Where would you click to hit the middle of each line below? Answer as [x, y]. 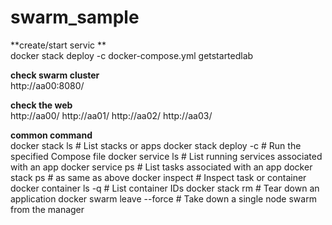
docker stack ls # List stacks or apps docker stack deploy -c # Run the [156, 145]
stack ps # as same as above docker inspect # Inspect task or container [158, 177]
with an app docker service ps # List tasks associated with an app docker [161, 167]
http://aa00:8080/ [47, 85]
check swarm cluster [55, 75]
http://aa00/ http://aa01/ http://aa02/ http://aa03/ [111, 115]
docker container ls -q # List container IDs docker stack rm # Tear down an [165, 188]
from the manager [47, 209]
